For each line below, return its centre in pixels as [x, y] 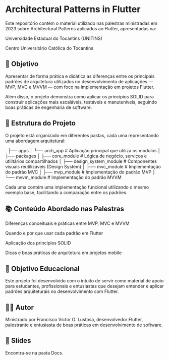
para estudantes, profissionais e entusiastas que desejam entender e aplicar [84, 286]
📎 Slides [18, 341]
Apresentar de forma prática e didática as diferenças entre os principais [80, 76]
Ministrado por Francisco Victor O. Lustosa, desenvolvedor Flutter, [74, 319]
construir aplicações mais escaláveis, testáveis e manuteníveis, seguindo [81, 102]
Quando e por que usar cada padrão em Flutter [54, 233]
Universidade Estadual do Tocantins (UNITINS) [54, 38]
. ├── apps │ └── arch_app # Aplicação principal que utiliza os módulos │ [83, 150]
